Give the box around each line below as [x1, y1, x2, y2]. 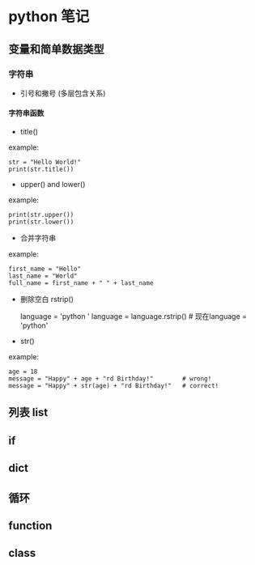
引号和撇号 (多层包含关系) [19, 88, 106, 98]
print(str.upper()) [8, 211, 74, 219]
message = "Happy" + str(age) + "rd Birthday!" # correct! [8, 382, 219, 390]
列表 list [8, 406, 49, 419]
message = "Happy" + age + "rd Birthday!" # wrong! [8, 375, 212, 383]
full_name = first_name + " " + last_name [8, 279, 154, 287]
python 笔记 [8, 7, 90, 26]
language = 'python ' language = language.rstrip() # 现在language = [19, 312, 248, 321]
